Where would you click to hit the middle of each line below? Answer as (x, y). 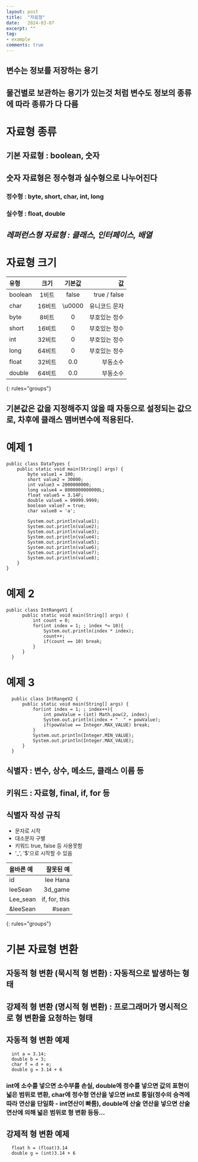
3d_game (57, 889)
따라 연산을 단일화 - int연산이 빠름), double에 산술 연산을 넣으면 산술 (98, 1104)
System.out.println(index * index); (89, 631)
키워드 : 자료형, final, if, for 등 (58, 793)
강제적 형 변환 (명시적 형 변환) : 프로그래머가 (82, 1007)
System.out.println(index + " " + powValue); (102, 720)
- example (18, 39)
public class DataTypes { (38, 464)
